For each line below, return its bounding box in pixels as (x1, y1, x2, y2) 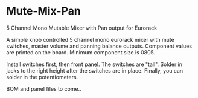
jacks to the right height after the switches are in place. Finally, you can (6, 67, 184, 74)
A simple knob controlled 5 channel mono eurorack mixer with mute (6, 36, 175, 43)
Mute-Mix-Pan (6, 4, 81, 18)
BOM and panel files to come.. (6, 85, 81, 92)
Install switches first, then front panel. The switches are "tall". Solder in (6, 60, 183, 68)
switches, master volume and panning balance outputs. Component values (6, 42, 192, 50)
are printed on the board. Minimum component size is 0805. (6, 48, 156, 56)
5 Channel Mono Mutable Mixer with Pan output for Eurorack (6, 24, 158, 31)
